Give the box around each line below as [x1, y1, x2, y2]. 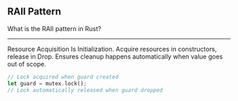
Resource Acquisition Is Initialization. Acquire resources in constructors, [7, 44, 217, 53]
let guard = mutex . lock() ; [7, 80, 87, 87]
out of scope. [7, 59, 47, 68]
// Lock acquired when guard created [7, 73, 119, 81]
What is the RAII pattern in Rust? [7, 24, 101, 32]
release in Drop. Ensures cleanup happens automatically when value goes [7, 52, 223, 61]
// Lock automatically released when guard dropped [7, 86, 163, 94]
